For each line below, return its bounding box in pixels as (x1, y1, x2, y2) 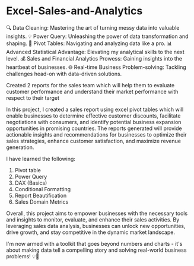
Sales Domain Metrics (14, 198, 69, 205)
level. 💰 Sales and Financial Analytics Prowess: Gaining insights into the (6, 55, 183, 62)
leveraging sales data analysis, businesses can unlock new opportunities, (6, 222, 186, 229)
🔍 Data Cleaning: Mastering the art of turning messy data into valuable (6, 24, 180, 31)
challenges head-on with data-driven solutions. (6, 70, 122, 77)
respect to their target (6, 94, 60, 102)
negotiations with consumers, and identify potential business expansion (6, 118, 182, 125)
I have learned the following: (6, 155, 76, 162)
